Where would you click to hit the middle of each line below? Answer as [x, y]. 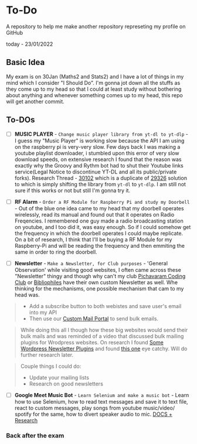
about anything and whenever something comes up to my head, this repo [94, 95]
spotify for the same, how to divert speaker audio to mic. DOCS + [94, 414]
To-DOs [21, 120]
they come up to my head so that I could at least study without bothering [94, 89]
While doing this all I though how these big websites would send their [104, 330]
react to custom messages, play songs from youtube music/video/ [94, 408]
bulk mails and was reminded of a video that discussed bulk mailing [102, 336]
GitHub [15, 32]
